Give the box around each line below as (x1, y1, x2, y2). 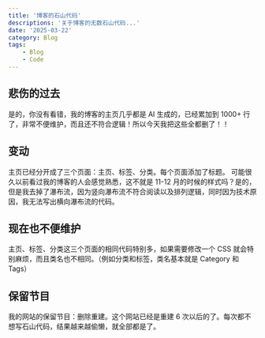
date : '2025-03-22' (8, 26, 73, 34)
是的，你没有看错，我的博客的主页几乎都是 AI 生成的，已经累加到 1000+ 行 (8, 109, 251, 118)
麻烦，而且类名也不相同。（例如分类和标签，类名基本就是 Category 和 (14, 254, 239, 264)
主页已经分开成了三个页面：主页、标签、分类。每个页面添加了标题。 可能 (8, 167, 245, 176)
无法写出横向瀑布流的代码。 (28, 197, 119, 206)
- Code (22, 56, 44, 64)
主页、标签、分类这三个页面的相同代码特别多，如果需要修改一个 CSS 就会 (8, 244, 248, 253)
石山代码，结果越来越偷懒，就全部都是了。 (21, 321, 160, 332)
